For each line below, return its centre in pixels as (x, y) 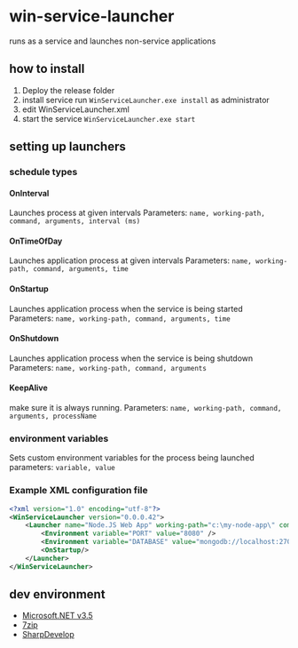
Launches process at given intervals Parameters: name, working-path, (137, 213)
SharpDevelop (48, 635)
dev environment (57, 594)
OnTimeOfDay (36, 241)
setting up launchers (67, 147)
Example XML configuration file (78, 491)
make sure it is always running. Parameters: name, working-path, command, (145, 408)
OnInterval (29, 193)
